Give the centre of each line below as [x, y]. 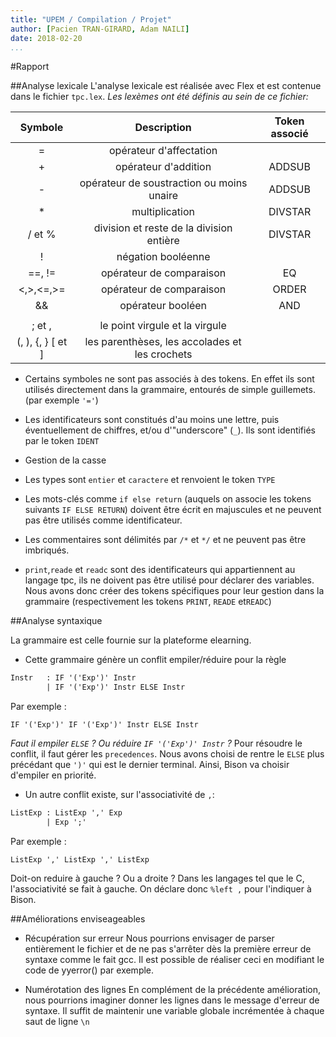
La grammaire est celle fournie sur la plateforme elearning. [131, 640]
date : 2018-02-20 [46, 38]
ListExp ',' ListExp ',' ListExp [80, 859]
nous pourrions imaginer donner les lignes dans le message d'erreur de [172, 1000]
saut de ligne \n [57, 1021]
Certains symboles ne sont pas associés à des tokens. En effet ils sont [169, 379]
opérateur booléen [163, 306]
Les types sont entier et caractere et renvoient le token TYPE [150, 480]
